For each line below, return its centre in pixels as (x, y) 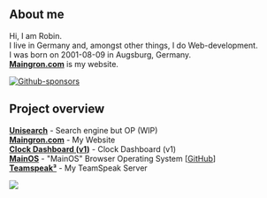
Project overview (57, 109)
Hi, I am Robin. (35, 35)
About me (37, 15)
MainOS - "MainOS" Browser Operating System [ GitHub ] (113, 158)
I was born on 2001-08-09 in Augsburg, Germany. (100, 54)
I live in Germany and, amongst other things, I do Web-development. (133, 45)
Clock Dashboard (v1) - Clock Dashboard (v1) (93, 148)
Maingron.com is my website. (64, 64)
